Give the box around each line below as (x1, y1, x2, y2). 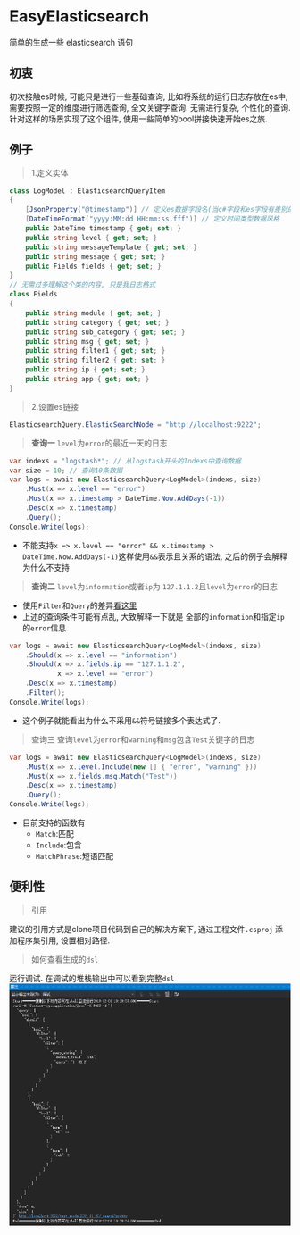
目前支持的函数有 (21, 817, 86, 828)
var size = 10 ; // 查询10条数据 (9, 466, 123, 475)
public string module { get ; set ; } (25, 308, 162, 318)
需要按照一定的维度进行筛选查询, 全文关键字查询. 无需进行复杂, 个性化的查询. (9, 102, 291, 113)
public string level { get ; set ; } (25, 233, 158, 242)
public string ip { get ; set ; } (25, 365, 146, 374)
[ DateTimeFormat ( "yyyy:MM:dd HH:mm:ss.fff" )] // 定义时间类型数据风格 (25, 214, 280, 224)
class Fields (9, 290, 58, 299)
